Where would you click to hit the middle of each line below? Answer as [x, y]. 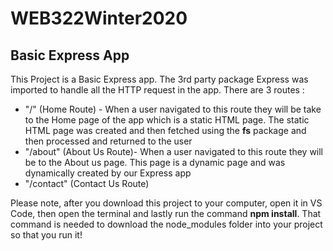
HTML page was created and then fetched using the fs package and [165, 130]
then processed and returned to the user [108, 141]
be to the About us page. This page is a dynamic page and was [155, 162]
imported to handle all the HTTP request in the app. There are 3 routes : [157, 90]
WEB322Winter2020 [99, 18]
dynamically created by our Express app [108, 173]
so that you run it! [46, 235]
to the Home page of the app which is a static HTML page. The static [167, 120]
